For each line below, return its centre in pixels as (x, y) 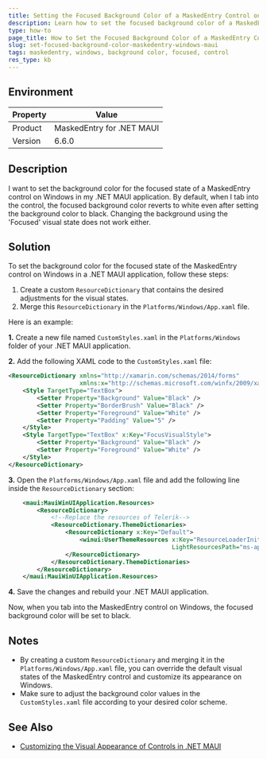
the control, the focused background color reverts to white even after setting (133, 205)
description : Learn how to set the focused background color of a (120, 23)
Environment (41, 92)
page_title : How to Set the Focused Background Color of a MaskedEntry (129, 38)
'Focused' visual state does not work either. (79, 222)
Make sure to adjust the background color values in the (110, 694)
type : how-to (30, 30)
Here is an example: (41, 322)
